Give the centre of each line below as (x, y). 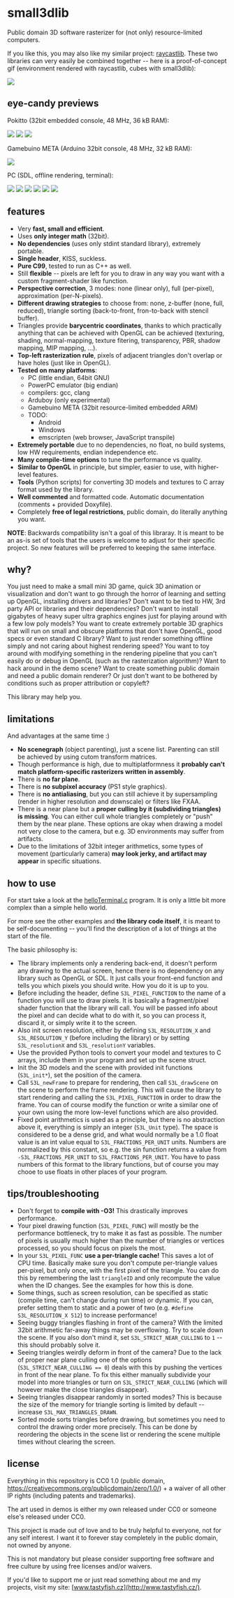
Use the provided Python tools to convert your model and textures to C (119, 1052)
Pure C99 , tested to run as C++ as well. (74, 266)
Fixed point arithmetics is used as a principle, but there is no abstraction (121, 1119)
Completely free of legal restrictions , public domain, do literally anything (122, 512)
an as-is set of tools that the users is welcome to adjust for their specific (111, 540)
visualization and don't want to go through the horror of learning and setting (116, 594)
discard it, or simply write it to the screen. (77, 1023)
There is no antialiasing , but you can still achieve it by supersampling (117, 794)
